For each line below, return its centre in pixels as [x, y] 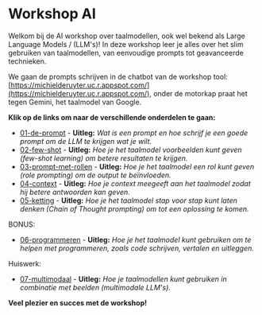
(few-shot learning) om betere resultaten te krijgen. [104, 158]
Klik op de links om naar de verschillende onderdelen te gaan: [112, 117]
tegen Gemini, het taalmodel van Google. [75, 102]
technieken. [27, 61]
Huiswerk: [25, 263]
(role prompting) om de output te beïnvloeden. [96, 175]
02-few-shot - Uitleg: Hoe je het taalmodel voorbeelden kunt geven [131, 150]
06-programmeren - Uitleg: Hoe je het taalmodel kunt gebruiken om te [135, 239]
